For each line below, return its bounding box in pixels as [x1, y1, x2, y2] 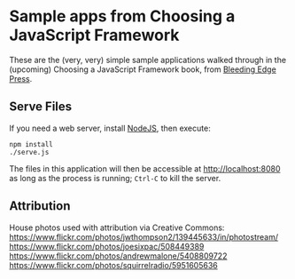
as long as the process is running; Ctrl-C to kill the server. [9, 172, 221, 183]
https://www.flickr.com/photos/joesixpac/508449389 [9, 241, 205, 251]
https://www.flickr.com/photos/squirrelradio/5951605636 [9, 259, 219, 270]
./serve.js [9, 147, 50, 156]
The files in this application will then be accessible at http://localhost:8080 [9, 163, 281, 174]
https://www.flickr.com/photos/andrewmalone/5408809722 [9, 251, 228, 261]
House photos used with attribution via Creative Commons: [9, 222, 225, 233]
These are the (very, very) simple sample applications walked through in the [9, 54, 286, 65]
